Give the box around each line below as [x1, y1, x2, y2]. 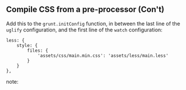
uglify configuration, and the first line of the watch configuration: [6, 26, 163, 33]
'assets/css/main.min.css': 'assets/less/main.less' [37, 52, 168, 59]
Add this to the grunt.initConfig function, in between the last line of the [6, 20, 180, 27]
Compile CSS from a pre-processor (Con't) [6, 5, 165, 15]
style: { [16, 42, 38, 48]
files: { [27, 48, 49, 53]
